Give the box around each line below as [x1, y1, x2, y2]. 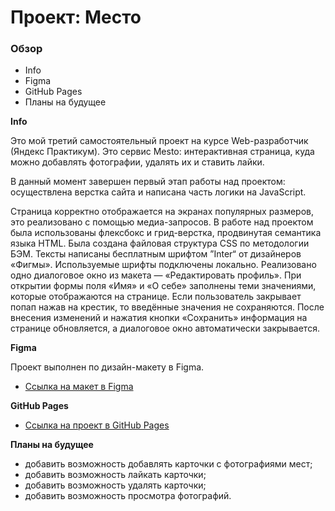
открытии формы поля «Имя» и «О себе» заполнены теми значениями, [10, 280, 317, 292]
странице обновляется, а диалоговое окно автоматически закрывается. [10, 322, 320, 335]
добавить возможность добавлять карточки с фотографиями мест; [24, 458, 313, 470]
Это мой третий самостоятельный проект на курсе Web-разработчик [10, 135, 309, 147]
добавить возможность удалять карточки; [24, 479, 207, 491]
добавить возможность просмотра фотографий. [24, 490, 232, 502]
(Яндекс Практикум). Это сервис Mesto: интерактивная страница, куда [10, 146, 315, 158]
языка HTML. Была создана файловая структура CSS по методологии [10, 237, 310, 250]
